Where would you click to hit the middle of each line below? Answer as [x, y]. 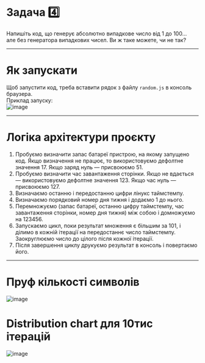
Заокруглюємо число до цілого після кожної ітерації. [84, 238]
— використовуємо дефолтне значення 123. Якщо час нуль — [95, 180]
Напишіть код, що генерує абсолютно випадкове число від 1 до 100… [97, 33]
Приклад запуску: [30, 100]
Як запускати [42, 71]
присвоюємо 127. [38, 186]
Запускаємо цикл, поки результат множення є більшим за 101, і [98, 226]
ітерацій [28, 336]
